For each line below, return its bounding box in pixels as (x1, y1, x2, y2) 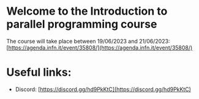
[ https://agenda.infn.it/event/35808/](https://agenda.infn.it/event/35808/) (6, 44, 193, 51)
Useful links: (6, 65, 72, 79)
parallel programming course (6, 17, 157, 31)
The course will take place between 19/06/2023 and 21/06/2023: (6, 37, 170, 45)
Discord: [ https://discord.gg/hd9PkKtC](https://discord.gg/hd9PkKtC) (15, 86, 192, 93)
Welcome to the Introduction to (6, 4, 168, 18)
